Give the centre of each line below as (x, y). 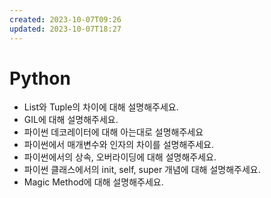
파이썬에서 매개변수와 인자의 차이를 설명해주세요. (118, 145)
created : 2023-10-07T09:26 (65, 19)
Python (40, 78)
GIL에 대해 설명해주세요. (71, 120)
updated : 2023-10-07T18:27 (65, 29)
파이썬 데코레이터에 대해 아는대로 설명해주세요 (113, 132)
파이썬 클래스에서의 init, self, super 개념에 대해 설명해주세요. (142, 170)
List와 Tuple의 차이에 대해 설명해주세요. (101, 107)
